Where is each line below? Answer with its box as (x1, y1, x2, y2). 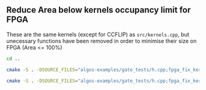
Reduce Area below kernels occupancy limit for (6, 5, 191, 15)
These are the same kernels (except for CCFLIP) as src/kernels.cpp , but (6, 31, 189, 38)
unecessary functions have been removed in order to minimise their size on (6, 37, 197, 45)
